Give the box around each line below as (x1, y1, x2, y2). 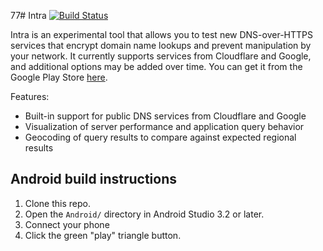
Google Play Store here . (10, 71, 108, 83)
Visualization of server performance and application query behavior (24, 121, 305, 132)
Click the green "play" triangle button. (24, 229, 182, 241)
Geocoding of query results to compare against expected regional (24, 131, 297, 143)
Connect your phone (24, 218, 110, 230)
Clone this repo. (24, 197, 91, 209)
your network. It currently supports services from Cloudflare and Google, (10, 50, 312, 62)
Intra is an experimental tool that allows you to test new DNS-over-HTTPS (10, 29, 313, 40)
